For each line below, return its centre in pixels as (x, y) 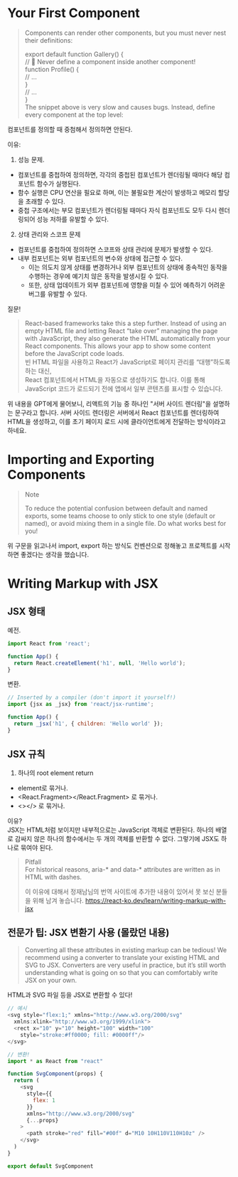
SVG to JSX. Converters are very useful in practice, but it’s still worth (125, 965)
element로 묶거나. (43, 788)
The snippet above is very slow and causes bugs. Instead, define (120, 107)
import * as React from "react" (55, 1061)
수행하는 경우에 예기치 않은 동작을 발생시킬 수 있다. (98, 276)
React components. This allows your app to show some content (118, 346)
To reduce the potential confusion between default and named (116, 508)
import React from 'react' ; (49, 643)
